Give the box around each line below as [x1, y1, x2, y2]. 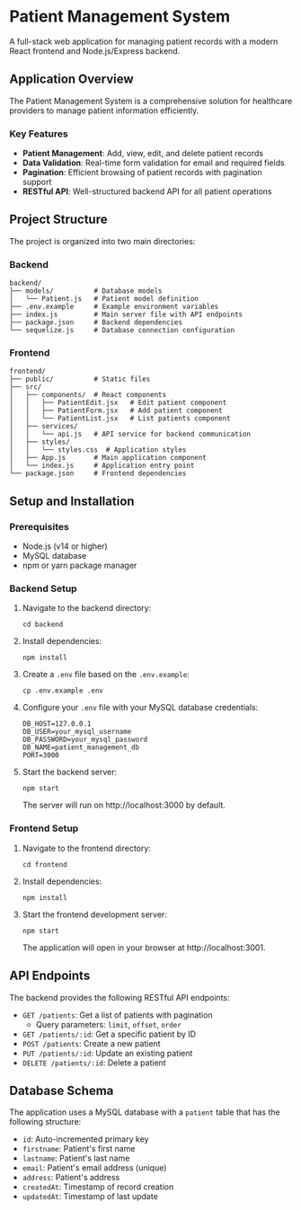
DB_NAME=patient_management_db [22, 743, 140, 752]
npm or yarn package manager [22, 560, 137, 571]
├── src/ [9, 383, 42, 392]
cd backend [22, 620, 64, 630]
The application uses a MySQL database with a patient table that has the [9, 1107, 280, 1117]
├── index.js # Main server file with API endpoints [9, 310, 243, 320]
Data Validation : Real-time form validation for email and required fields [22, 157, 285, 168]
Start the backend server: [22, 766, 118, 778]
